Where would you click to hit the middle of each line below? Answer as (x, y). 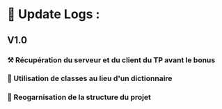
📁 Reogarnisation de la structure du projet (79, 97)
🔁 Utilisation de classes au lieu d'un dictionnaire (90, 78)
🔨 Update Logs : (54, 14)
